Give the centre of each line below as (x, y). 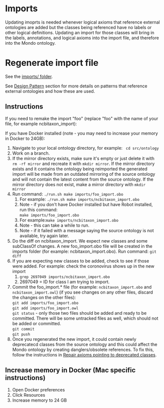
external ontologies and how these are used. (50, 91)
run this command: (39, 210)
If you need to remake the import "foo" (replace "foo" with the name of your (82, 118)
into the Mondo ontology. (30, 43)
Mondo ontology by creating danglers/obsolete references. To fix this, (83, 350)
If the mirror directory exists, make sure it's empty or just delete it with (83, 158)
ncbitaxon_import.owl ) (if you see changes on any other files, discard (82, 292)
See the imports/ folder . (29, 76)
